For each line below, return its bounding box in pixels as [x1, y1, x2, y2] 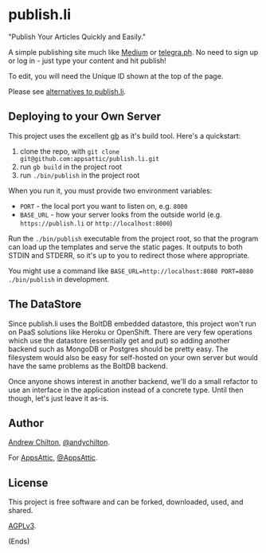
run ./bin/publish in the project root [19, 170, 140, 180]
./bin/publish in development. [8, 274, 110, 284]
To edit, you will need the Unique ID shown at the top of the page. [8, 71, 224, 80]
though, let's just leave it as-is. [8, 393, 109, 403]
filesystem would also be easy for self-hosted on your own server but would [8, 352, 259, 362]
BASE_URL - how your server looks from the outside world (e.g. [19, 210, 222, 219]
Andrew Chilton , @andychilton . [8, 437, 110, 447]
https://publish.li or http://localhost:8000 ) [19, 218, 173, 228]
